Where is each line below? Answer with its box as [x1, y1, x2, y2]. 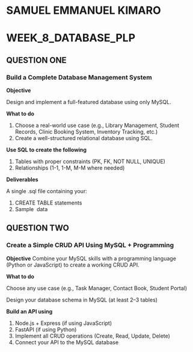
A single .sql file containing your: [6, 188, 87, 195]
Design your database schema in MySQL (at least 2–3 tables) [6, 296, 158, 303]
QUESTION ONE [6, 55, 67, 65]
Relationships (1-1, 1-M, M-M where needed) [14, 164, 125, 171]
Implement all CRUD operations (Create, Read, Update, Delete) [14, 332, 170, 339]
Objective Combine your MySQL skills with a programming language [6, 255, 176, 262]
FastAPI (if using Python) [14, 326, 77, 333]
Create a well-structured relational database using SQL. [14, 135, 153, 142]
